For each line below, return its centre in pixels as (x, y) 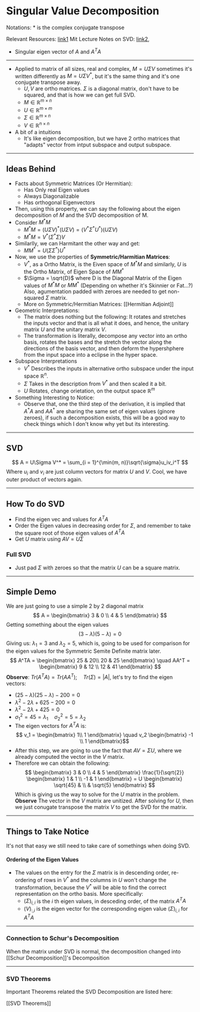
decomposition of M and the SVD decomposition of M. (82, 215)
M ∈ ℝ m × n (38, 102)
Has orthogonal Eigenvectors (59, 202)
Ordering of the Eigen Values (43, 860)
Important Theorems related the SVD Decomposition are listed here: (89, 992)
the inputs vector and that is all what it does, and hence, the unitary (106, 323)
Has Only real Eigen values (57, 189)
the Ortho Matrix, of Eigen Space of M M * (74, 271)
